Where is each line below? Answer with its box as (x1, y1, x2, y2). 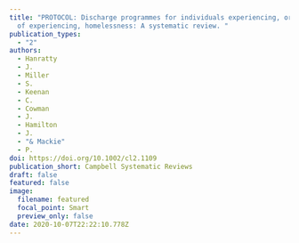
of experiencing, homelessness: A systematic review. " (17, 21, 229, 30)
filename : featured (17, 195, 90, 205)
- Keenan (17, 87, 50, 96)
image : (9, 187, 34, 196)
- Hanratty (17, 54, 58, 63)
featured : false (9, 179, 69, 188)
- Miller (17, 71, 50, 80)
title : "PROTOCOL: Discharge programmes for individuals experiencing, (9, 12, 280, 22)
